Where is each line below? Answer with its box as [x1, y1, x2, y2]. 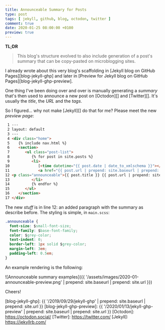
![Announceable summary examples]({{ [5, 274, 85, 280]
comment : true [5, 21, 34, 26]
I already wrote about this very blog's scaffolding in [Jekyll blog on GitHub [5, 68, 156, 74]
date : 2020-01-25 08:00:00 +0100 [5, 26, 74, 30]
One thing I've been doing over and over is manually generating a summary [5, 88, 158, 93]
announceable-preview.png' [5, 279, 62, 285]
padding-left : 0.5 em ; [9, 251, 54, 256]
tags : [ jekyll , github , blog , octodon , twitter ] [5, 16, 111, 21]
